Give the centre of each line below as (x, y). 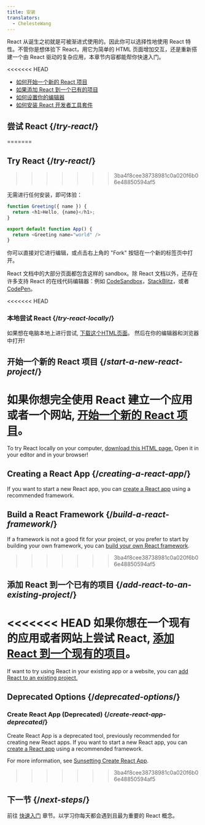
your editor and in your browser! (48, 455)
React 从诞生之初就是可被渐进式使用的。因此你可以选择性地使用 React (95, 42)
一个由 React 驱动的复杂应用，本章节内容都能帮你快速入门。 (88, 57)
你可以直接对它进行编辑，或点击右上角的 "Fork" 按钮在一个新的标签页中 (97, 253)
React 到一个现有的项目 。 (72, 654)
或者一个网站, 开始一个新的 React (91, 416)
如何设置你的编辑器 (40, 97)
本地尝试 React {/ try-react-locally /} (61, 318)
